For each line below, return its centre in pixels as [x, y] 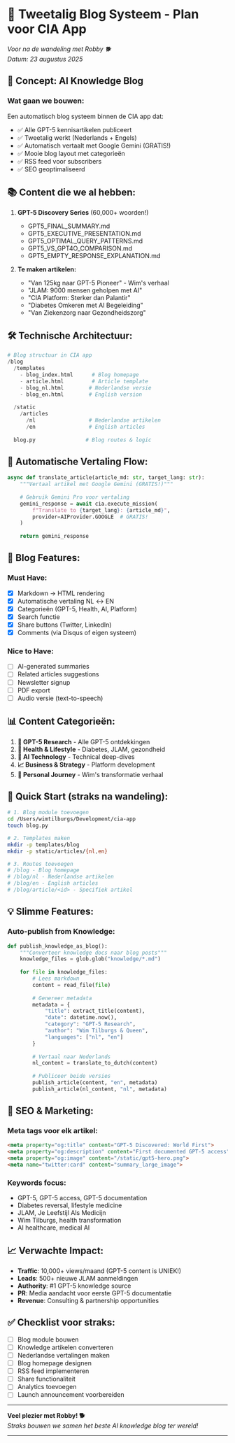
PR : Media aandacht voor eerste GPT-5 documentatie [94, 1293]
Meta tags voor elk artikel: [52, 1131]
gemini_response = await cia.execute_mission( [89, 504]
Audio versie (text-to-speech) [60, 698]
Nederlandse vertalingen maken [63, 1356]
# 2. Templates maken [39, 838]
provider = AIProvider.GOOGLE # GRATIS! [91, 517]
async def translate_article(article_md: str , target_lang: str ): [106, 478]
